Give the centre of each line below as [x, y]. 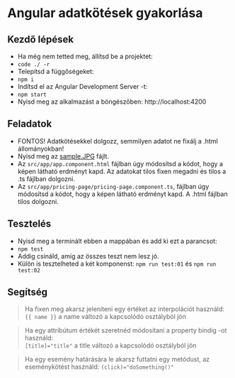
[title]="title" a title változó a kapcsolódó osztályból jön [110, 345]
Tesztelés [29, 224]
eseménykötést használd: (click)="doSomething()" [99, 367]
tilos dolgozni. [38, 201]
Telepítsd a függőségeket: [56, 71]
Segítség [28, 292]
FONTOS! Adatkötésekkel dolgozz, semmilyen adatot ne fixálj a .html [117, 141]
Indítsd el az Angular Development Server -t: [82, 86]
